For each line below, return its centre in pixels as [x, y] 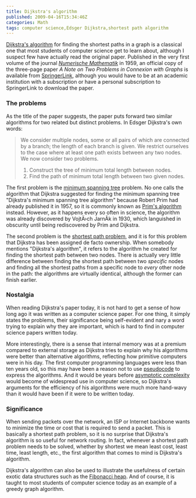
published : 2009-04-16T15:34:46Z [47, 17]
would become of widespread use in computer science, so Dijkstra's [89, 381]
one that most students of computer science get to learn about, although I [95, 51]
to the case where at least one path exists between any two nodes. [101, 152]
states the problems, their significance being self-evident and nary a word [95, 320]
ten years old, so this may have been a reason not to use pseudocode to [93, 369]
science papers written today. [42, 332]
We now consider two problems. [59, 158]
